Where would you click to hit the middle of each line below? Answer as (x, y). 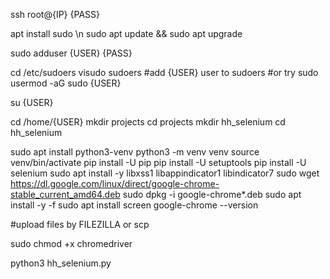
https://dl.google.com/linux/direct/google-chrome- (115, 183)
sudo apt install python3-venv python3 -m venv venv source (135, 152)
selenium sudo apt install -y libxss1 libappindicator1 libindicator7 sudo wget (165, 173)
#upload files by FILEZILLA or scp (80, 224)
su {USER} (32, 102)
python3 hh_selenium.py (61, 263)
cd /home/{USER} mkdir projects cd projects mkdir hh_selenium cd (148, 122)
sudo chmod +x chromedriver (71, 243)
